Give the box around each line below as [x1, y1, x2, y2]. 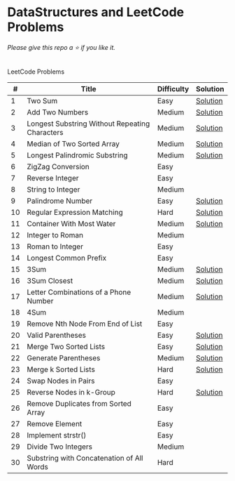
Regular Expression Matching [27, 208, 124, 218]
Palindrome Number [27, 196, 93, 206]
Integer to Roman [27, 230, 84, 240]
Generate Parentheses [27, 353, 101, 363]
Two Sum [27, 96, 58, 106]
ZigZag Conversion [27, 162, 90, 172]
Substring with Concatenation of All [27, 454, 143, 463]
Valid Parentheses [27, 331, 86, 341]
